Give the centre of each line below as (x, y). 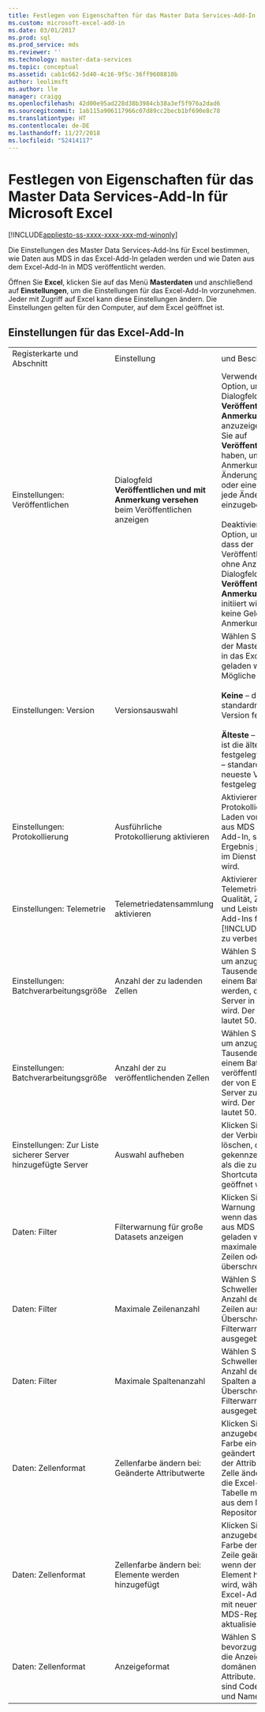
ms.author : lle (33, 89)
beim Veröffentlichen (153, 510)
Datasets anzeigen (149, 1237)
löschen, (237, 1145)
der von (235, 1083)
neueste (236, 775)
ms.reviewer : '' (35, 52)
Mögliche (239, 676)
